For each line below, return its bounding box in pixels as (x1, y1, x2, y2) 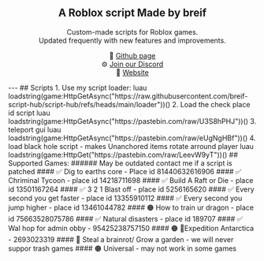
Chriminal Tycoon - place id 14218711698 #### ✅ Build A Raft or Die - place (8, 175, 254, 185)
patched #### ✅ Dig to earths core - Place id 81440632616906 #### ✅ (8, 166, 242, 176)
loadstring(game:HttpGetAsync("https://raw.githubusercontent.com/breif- (8, 91, 248, 101)
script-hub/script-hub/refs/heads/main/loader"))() (8, 99, 171, 109)
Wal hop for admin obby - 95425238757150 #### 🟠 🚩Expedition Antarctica (8, 223, 255, 233)
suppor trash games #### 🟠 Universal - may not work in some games (8, 244, 236, 253)
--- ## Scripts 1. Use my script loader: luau (8, 83, 147, 92)
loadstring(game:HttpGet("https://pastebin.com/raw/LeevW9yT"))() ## (8, 150, 239, 159)
